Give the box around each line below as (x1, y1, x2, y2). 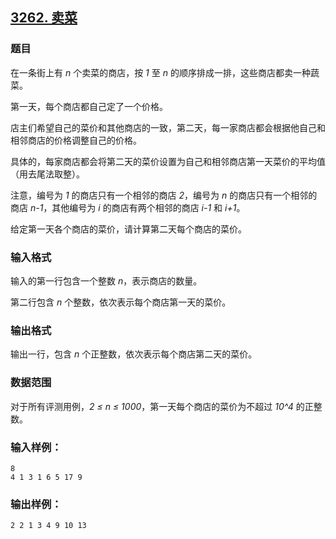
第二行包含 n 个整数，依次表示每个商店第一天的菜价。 (10, 296, 232, 308)
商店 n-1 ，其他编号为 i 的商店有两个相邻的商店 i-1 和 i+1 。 (10, 201, 246, 213)
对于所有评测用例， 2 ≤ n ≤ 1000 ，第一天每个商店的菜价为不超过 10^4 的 (10, 400, 305, 412)
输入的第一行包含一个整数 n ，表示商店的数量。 (10, 274, 203, 287)
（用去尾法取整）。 (10, 168, 85, 180)
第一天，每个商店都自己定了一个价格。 (10, 100, 168, 112)
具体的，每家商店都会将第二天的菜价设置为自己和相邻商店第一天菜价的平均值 (10, 155, 326, 167)
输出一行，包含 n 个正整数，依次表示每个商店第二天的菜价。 (10, 348, 258, 360)
